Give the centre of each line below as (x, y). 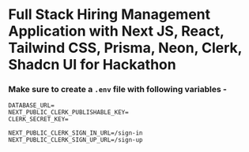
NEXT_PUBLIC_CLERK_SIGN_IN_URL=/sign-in (76, 133)
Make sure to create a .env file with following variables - (118, 90)
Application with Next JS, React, (116, 31)
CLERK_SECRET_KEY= (38, 120)
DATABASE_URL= (32, 106)
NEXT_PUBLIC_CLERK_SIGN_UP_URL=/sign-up (76, 140)
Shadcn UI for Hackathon (92, 65)
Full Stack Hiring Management (109, 15)
